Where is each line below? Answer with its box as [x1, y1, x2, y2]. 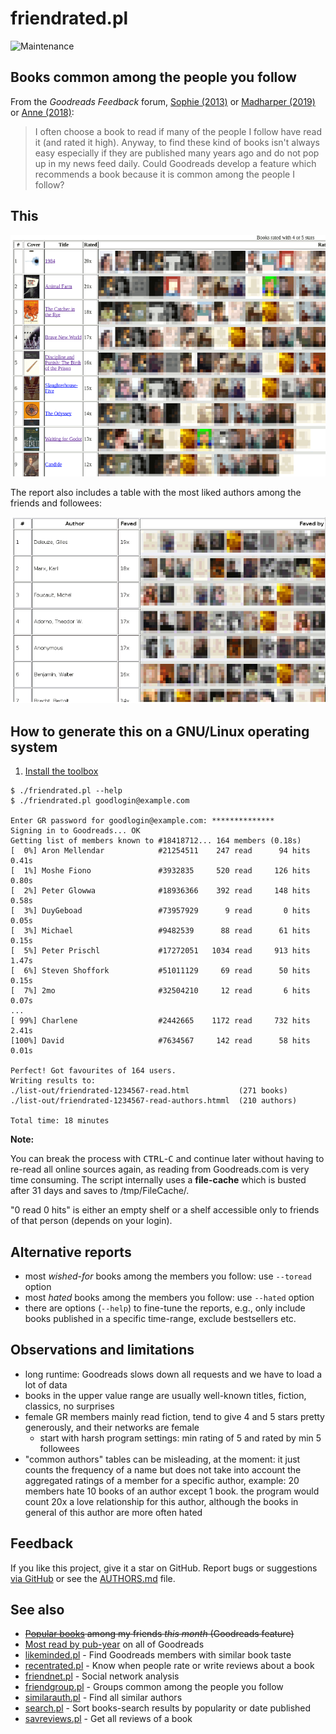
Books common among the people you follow [10, 69, 297, 86]
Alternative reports [10, 1243, 132, 1261]
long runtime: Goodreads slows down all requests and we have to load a [24, 1368, 323, 1380]
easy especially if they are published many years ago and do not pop [34, 147, 320, 159]
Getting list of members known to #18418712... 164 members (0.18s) [10, 836, 302, 846]
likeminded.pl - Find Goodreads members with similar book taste [24, 1649, 292, 1661]
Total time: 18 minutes [10, 1116, 110, 1126]
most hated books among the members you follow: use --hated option [24, 1292, 315, 1304]
